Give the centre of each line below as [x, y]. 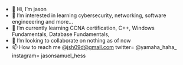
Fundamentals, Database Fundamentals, [61, 34]
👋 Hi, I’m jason [29, 9]
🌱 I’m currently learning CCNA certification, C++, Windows [83, 28]
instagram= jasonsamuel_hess [49, 56]
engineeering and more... [43, 22]
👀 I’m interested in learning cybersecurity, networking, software [89, 15]
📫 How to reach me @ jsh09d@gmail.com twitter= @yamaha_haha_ [94, 47]
